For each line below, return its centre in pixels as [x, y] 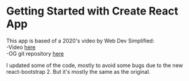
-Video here [21, 47]
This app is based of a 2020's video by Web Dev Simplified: [80, 40]
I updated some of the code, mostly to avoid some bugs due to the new [95, 65]
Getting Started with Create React [92, 11]
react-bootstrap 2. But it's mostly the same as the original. [78, 71]
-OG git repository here [35, 53]
